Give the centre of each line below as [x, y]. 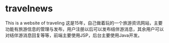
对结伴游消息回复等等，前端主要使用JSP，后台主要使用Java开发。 [74, 35]
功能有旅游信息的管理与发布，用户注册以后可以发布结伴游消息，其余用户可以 [84, 29]
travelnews [29, 9]
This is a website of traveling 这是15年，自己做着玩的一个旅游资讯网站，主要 [84, 23]
